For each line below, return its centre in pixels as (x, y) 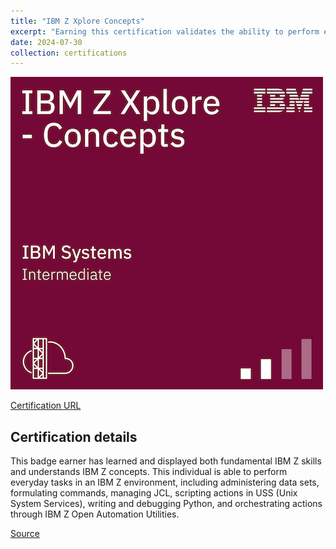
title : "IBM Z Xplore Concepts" (77, 21)
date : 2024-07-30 (46, 42)
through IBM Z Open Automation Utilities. (95, 514)
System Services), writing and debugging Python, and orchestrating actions (166, 504)
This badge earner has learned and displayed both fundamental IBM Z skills (166, 461)
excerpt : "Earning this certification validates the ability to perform (165, 31)
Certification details (74, 436)
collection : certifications (69, 53)
